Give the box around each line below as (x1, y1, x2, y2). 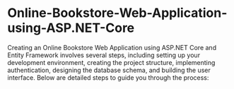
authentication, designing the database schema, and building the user (7, 66, 211, 74)
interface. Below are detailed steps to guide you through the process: (7, 73, 209, 82)
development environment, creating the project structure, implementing (7, 58, 216, 66)
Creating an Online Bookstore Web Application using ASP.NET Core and (7, 43, 217, 52)
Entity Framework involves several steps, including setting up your (7, 51, 200, 59)
